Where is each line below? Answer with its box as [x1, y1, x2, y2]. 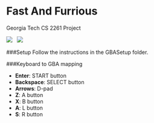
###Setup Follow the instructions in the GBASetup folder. [6, 48, 149, 56]
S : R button [14, 110, 43, 118]
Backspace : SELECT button [14, 78, 85, 85]
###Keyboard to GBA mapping [6, 60, 83, 67]
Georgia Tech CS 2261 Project [6, 24, 82, 32]
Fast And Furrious [6, 4, 98, 18]
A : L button [14, 104, 43, 111]
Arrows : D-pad [14, 85, 53, 92]
